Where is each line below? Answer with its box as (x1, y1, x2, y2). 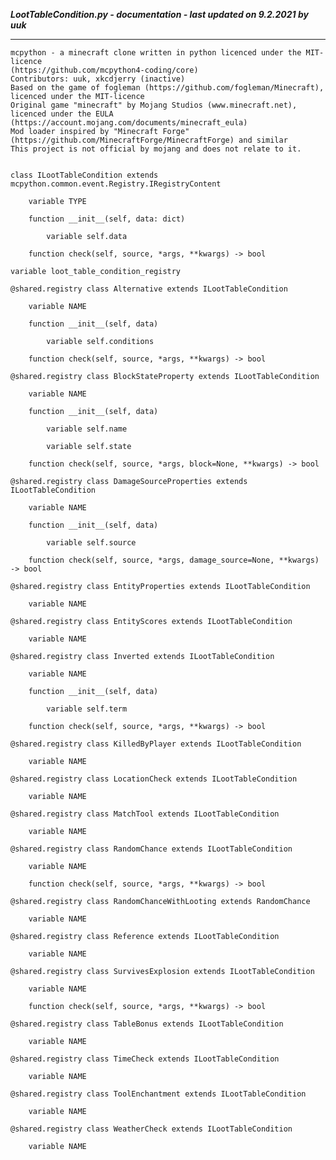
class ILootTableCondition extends (10, 170, 159, 180)
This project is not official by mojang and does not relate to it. (10, 144, 302, 154)
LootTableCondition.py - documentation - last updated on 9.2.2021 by (10, 9, 309, 20)
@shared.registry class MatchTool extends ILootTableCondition (10, 809, 280, 819)
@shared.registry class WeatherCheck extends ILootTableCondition (10, 1124, 293, 1134)
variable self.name (46, 424, 128, 434)
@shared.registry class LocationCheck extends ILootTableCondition (10, 774, 298, 784)
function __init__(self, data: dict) (28, 214, 186, 224)
